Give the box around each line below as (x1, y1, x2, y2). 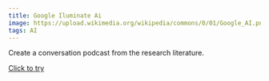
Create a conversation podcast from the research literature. (8, 48, 204, 58)
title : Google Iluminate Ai (8, 11, 102, 20)
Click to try (8, 64, 45, 73)
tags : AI (8, 26, 38, 34)
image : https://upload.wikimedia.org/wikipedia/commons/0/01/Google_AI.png (8, 19, 267, 27)
